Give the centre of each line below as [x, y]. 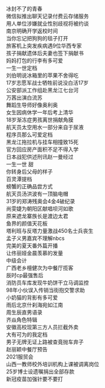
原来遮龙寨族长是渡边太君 [37, 216]
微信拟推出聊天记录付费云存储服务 [47, 16]
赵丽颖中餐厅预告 [27, 349]
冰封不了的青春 [24, 9]
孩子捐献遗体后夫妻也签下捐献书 [45, 53]
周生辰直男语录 [24, 312]
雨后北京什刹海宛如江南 [35, 305]
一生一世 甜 [20, 164]
